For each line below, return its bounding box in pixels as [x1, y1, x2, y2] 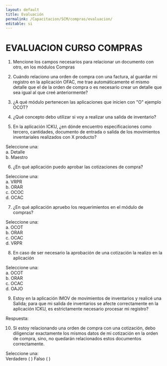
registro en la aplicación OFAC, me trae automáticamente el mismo [12, 79, 150, 85]
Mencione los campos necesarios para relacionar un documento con [12, 59, 154, 65]
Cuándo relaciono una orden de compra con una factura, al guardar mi [12, 74, 158, 80]
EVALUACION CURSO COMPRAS [5, 43, 143, 54]
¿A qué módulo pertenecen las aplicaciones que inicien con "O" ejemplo [12, 99, 162, 105]
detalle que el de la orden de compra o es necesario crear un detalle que [12, 84, 162, 90]
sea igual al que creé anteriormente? [12, 90, 88, 96]
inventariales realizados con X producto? [12, 134, 97, 140]
